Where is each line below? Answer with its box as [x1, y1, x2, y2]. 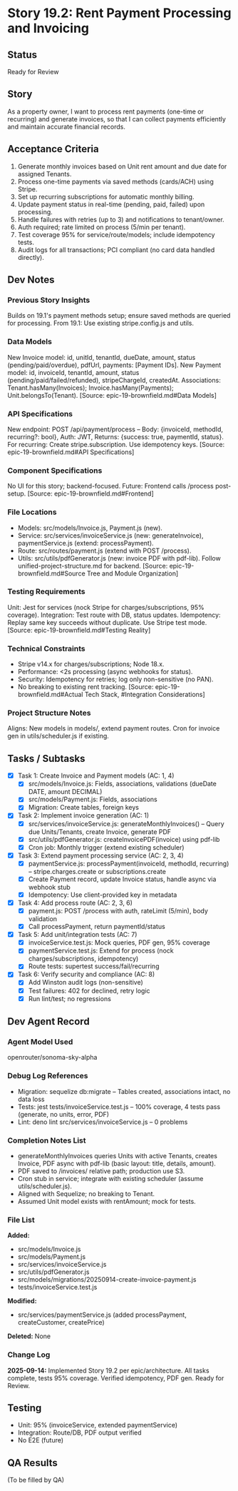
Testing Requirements [7, 587, 86, 597]
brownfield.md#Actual [17, 691, 83, 699]
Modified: [7, 1297, 37, 1305]
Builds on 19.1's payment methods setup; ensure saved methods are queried [7, 311, 231, 320]
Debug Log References [7, 1071, 88, 1081]
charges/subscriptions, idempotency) [28, 955, 139, 963]
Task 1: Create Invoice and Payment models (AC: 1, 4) [17, 771, 175, 780]
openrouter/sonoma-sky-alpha [7, 1053, 98, 1062]
